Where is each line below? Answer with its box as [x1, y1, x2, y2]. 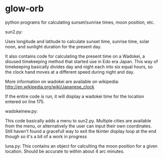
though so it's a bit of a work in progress [5, 133, 87, 139]
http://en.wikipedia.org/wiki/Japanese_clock [5, 83, 95, 89]
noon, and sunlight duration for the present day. [5, 43, 102, 49]
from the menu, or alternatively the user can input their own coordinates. [5, 123, 152, 129]
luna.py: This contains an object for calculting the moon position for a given [5, 143, 158, 149]
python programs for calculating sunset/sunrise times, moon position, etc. [5, 19, 155, 25]
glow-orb [5, 3, 44, 14]
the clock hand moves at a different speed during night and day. [5, 69, 135, 75]
